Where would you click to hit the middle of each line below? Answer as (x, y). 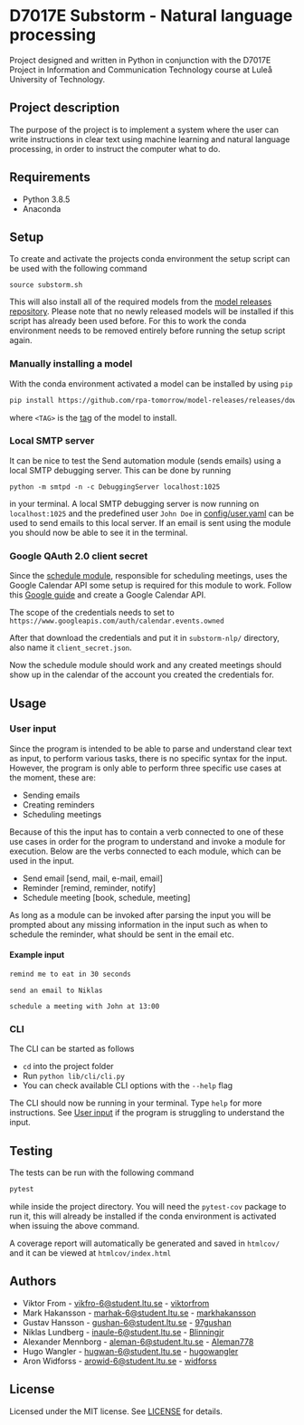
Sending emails (51, 795)
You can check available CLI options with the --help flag (128, 1085)
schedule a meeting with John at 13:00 (85, 1006)
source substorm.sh (46, 285)
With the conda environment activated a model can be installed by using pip (151, 383)
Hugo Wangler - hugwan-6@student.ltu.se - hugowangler (130, 1351)
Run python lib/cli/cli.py (73, 1076)
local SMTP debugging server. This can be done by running (120, 470)
